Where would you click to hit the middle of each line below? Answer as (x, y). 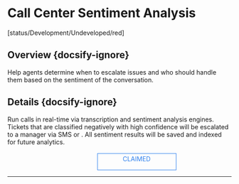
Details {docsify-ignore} (62, 102)
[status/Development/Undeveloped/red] (66, 33)
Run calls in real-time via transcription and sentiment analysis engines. (111, 119)
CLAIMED (137, 158)
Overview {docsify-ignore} (68, 55)
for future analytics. (36, 142)
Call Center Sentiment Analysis (102, 13)
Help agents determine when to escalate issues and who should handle (112, 72)
